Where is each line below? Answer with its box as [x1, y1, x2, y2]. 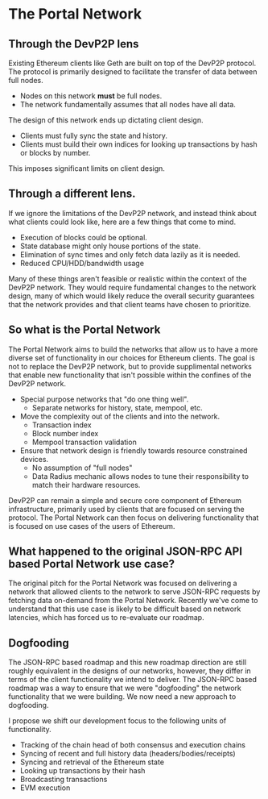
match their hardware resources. [31, 480, 141, 489]
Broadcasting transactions [19, 775, 108, 784]
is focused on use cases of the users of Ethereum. [8, 521, 175, 531]
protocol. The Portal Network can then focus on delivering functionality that [8, 513, 259, 522]
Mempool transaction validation [31, 437, 137, 447]
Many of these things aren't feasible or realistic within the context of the [8, 273, 247, 283]
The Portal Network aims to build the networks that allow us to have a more [8, 344, 258, 354]
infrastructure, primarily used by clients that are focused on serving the [8, 504, 245, 514]
